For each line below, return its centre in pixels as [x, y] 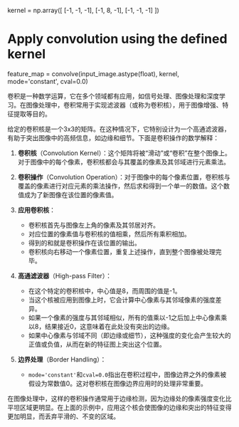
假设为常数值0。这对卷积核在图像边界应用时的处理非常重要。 [118, 383]
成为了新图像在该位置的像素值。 [71, 194]
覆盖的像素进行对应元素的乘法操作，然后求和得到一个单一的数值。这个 [121, 186]
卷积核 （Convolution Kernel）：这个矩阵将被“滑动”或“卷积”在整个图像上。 [124, 153]
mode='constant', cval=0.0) [48, 81]
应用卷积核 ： [36, 210]
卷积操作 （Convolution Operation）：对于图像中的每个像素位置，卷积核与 [124, 176]
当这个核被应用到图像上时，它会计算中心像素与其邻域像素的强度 [122, 300]
